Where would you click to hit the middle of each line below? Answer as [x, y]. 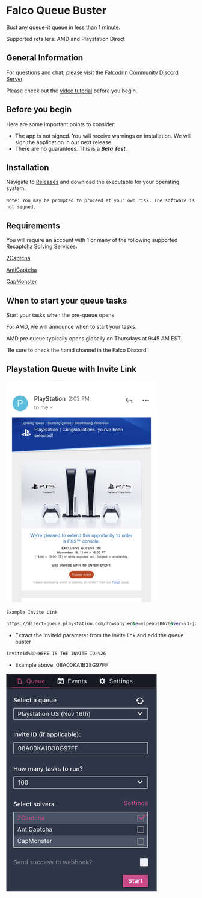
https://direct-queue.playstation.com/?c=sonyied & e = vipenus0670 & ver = [95, 624]
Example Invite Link [32, 613]
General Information [45, 58]
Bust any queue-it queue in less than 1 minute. [63, 27]
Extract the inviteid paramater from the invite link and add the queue [99, 635]
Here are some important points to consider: [61, 124]
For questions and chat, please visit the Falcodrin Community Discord [92, 72]
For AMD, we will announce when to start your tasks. [72, 327]
